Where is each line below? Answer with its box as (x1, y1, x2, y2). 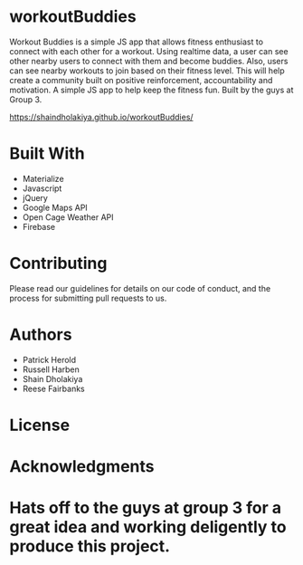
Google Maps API (22, 202, 88, 213)
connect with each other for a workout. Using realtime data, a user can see (9, 45, 289, 56)
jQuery (22, 192, 48, 203)
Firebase (22, 221, 56, 232)
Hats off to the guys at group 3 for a (9, 498, 282, 518)
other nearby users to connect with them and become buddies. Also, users (9, 55, 289, 66)
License (9, 415, 71, 436)
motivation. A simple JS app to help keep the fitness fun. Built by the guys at (9, 84, 294, 95)
